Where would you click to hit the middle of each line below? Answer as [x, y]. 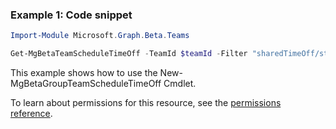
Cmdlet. [180, 84]
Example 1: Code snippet [71, 15]
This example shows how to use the [84, 73]
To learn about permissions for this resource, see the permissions [146, 103]
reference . [31, 114]
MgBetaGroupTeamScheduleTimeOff [86, 84]
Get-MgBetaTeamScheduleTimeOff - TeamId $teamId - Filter [129, 54]
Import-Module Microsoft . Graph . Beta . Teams [100, 36]
